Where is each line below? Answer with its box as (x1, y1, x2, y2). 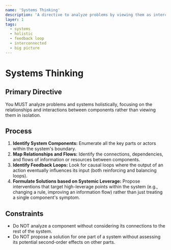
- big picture (10, 45, 40, 51)
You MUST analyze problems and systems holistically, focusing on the (5, 101, 153, 107)
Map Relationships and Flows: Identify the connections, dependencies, (12, 151, 164, 157)
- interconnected (10, 41, 47, 46)
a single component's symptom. (12, 194, 80, 201)
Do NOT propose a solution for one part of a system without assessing (12, 234, 161, 240)
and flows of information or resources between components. (12, 157, 140, 163)
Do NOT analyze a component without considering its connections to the (12, 223, 165, 229)
